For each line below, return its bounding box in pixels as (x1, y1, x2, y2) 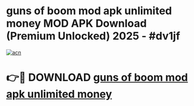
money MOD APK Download (6, 17, 147, 30)
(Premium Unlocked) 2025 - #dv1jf (6, 30, 180, 43)
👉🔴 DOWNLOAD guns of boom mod (6, 71, 189, 84)
